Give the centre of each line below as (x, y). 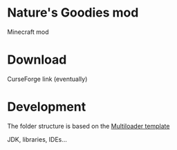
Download (37, 60)
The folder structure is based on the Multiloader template (88, 126)
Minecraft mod (28, 32)
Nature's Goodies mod (73, 13)
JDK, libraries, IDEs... (37, 139)
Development (47, 107)
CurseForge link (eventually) (47, 79)
